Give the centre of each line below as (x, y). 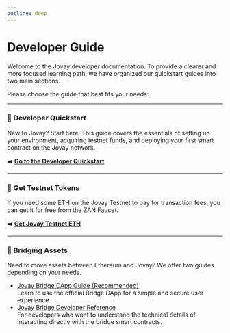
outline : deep (27, 13)
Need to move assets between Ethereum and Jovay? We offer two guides (111, 265)
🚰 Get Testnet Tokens (43, 187)
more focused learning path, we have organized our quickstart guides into (112, 73)
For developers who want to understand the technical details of (106, 315)
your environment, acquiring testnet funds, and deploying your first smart (111, 140)
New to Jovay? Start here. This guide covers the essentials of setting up (108, 133)
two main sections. (34, 81)
